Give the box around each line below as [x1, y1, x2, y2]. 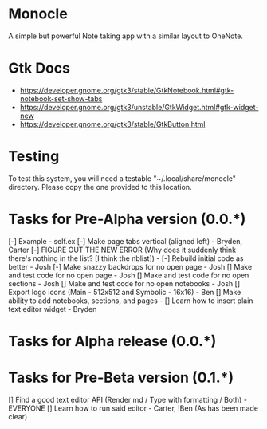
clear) [8, 411, 28, 421]
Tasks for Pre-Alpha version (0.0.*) [8, 211, 246, 228]
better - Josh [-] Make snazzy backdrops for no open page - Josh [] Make [8, 262, 253, 271]
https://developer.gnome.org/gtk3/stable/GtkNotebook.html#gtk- [19, 85, 234, 95]
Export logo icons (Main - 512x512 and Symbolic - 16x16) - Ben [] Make [8, 287, 241, 297]
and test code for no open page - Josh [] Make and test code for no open [8, 270, 249, 280]
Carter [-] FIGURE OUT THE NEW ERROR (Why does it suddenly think [8, 245, 237, 254]
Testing [8, 148, 60, 166]
